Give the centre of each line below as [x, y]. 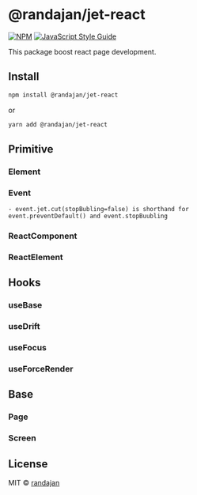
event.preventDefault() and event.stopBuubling [88, 216]
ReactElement [36, 257]
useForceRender [41, 369]
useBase [25, 305]
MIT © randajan [34, 483]
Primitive [31, 149]
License [28, 464]
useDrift [24, 327]
